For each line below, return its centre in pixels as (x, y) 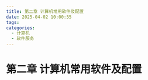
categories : (20, 28)
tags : (13, 22)
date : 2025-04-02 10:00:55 (39, 17)
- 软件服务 (23, 39)
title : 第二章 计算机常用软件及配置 (45, 11)
